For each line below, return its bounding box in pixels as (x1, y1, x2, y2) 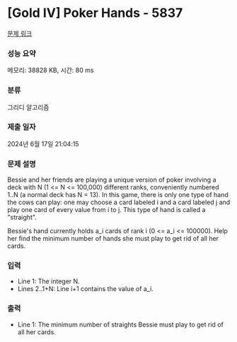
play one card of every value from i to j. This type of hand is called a (7, 206, 206, 214)
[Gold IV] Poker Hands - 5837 (7, 5, 183, 21)
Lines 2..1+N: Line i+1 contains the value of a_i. (17, 285, 154, 293)
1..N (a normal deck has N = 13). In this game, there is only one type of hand (7, 191, 229, 199)
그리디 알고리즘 (7, 102, 50, 111)
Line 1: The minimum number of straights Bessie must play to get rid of (17, 320, 224, 329)
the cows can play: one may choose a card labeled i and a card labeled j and (7, 198, 231, 206)
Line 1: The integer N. (17, 277, 80, 285)
